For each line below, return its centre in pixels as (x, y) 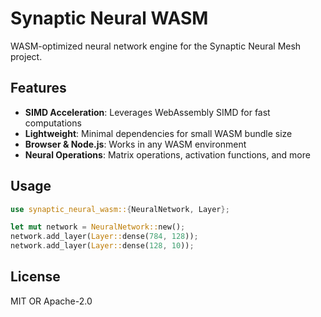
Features (38, 88)
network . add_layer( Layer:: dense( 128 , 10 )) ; (102, 246)
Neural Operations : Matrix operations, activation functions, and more (167, 154)
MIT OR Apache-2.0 (51, 301)
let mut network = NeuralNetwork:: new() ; (98, 227)
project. (26, 56)
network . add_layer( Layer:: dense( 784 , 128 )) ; (104, 237)
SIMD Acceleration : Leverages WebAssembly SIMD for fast (147, 112)
